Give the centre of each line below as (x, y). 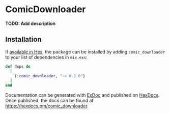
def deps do (18, 66)
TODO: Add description (31, 23)
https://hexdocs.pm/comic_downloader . (47, 106)
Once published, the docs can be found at (49, 101)
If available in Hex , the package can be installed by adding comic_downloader (85, 51)
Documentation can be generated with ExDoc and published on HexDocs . (82, 95)
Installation (23, 39)
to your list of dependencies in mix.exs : (46, 57)
